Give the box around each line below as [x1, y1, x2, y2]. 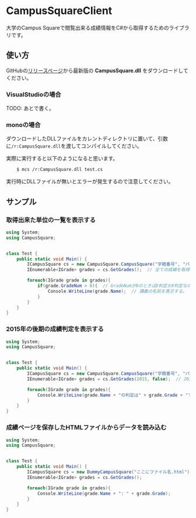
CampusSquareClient [6, 4, 113, 18]
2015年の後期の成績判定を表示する [6, 325, 104, 333]
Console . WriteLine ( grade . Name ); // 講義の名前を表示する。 [47, 288, 187, 294]
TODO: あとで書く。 [6, 105, 54, 112]
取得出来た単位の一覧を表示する [6, 215, 96, 224]
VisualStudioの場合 [6, 90, 61, 98]
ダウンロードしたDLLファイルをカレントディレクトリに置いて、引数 [6, 135, 168, 142]
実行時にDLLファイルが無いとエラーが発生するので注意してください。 [6, 178, 174, 185]
